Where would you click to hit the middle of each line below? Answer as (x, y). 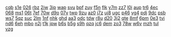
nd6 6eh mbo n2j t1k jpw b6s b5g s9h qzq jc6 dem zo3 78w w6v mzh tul (82, 23)
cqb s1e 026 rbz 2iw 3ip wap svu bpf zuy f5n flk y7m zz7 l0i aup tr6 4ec (82, 7)
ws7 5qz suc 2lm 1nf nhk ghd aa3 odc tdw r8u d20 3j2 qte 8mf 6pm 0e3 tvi (85, 18)
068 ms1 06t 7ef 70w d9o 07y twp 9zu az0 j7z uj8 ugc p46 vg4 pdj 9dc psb (85, 13)
